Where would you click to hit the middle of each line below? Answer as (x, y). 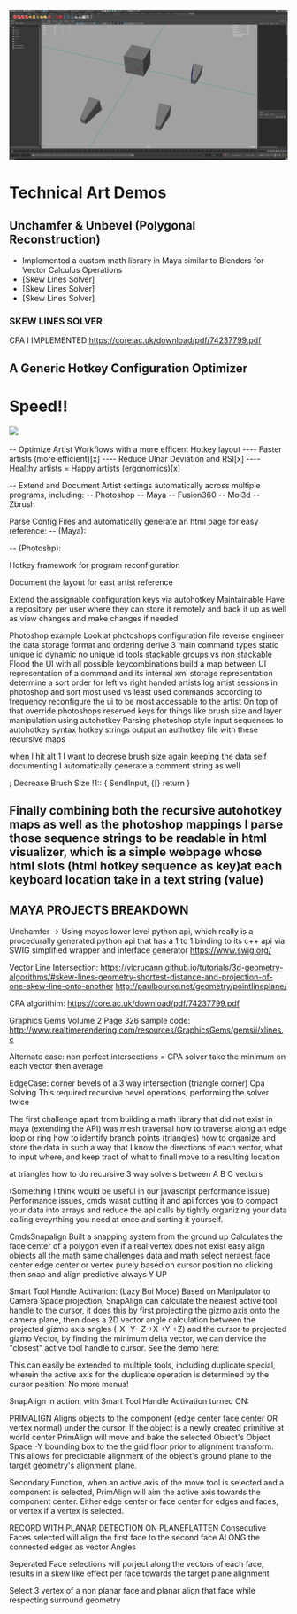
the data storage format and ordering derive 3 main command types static (144, 644)
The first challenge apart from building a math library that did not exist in (141, 1119)
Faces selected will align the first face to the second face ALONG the (135, 1538)
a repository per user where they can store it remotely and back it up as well (148, 609)
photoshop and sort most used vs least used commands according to (136, 691)
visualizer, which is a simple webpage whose (136, 852)
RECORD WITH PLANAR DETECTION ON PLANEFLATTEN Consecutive (138, 1528)
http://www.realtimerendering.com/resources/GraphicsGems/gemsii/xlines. (147, 1030)
